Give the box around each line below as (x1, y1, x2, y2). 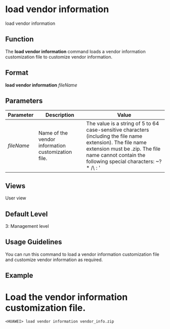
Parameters (5, 96, 43, 105)
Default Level (5, 210, 48, 218)
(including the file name (86, 133, 143, 140)
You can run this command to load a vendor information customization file (5, 251, 159, 257)
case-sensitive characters (86, 127, 149, 134)
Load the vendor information (5, 292, 128, 303)
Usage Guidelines (5, 238, 62, 246)
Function (5, 35, 34, 44)
